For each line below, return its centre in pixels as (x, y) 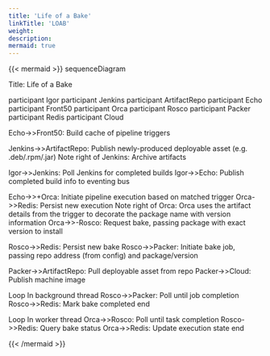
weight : (21, 31)
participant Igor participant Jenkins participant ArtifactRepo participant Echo (135, 100)
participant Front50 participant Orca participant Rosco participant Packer (130, 109)
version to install (35, 232)
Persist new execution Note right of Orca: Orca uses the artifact (145, 206)
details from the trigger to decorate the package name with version (120, 214)
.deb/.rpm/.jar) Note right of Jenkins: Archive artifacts (98, 157)
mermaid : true (32, 46)
